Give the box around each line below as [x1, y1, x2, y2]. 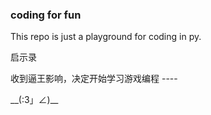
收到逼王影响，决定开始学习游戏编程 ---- [10, 73, 178, 85]
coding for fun [10, 8, 82, 22]
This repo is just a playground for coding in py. [10, 31, 202, 43]
